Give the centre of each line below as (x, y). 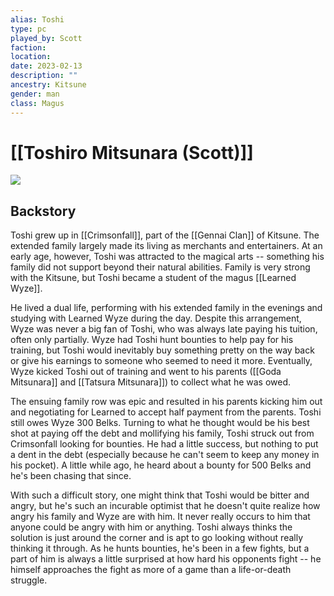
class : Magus (37, 103)
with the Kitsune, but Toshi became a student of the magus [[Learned (153, 278)
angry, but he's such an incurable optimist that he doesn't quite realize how (165, 506)
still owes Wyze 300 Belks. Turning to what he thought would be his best (160, 423)
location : (31, 57)
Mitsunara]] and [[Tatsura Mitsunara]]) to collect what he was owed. (151, 382)
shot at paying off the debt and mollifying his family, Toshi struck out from (162, 433)
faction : (28, 47)
